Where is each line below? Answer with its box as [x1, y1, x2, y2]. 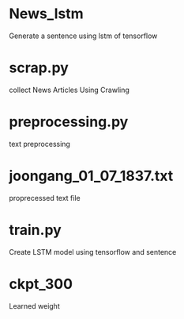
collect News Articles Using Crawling [9, 85, 130, 94]
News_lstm [9, 5, 84, 23]
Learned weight [9, 301, 60, 310]
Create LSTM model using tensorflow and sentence [9, 247, 177, 256]
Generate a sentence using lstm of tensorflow [9, 31, 158, 40]
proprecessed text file [9, 193, 81, 202]
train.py [9, 221, 62, 239]
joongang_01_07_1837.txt [9, 167, 174, 185]
